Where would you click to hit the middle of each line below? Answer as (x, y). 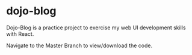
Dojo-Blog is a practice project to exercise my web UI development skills (96, 27)
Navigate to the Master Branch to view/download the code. (79, 45)
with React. (20, 33)
